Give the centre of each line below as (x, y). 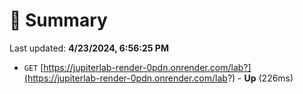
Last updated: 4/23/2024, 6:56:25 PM (89, 48)
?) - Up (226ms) (260, 78)
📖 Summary (58, 20)
